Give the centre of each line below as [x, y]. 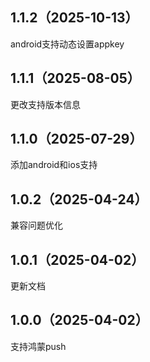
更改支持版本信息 [45, 104]
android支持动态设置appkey [67, 44]
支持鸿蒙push [38, 346]
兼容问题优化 [36, 225]
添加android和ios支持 [54, 165]
